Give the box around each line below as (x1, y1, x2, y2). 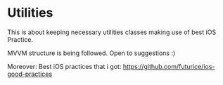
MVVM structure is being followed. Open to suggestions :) (7, 49, 176, 57)
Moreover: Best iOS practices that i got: (7, 62, 122, 70)
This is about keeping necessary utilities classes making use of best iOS (7, 28, 217, 36)
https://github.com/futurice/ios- (122, 62, 215, 70)
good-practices (7, 70, 53, 78)
